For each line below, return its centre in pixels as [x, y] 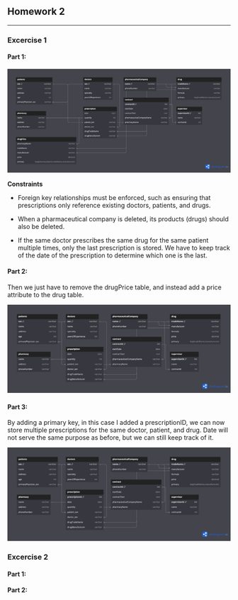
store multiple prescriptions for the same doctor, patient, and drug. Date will [118, 430]
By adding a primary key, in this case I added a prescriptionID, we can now [116, 423]
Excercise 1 [27, 40]
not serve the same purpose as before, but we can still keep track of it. [110, 438]
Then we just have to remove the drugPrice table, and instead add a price [114, 287]
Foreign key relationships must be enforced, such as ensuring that [114, 197]
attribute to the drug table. [46, 294]
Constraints [25, 184]
